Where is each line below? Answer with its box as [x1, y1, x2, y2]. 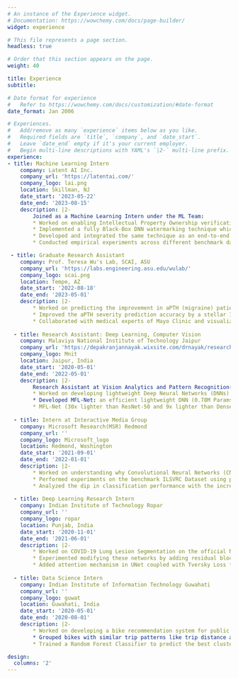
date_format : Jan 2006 [7, 108, 74, 115]
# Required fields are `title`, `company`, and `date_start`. [7, 134, 201, 141]
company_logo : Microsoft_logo [20, 436, 110, 443]
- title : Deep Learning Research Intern [13, 495, 135, 503]
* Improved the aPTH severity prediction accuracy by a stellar [33, 311, 227, 318]
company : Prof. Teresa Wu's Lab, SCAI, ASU [20, 258, 151, 266]
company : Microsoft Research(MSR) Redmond [20, 423, 147, 430]
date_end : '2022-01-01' [20, 456, 91, 463]
